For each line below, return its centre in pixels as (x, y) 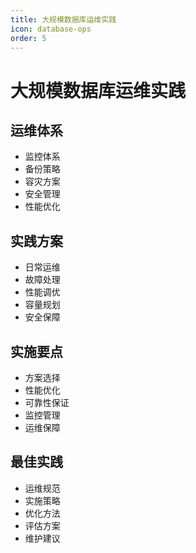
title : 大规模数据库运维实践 (63, 19)
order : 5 (28, 38)
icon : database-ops (51, 29)
